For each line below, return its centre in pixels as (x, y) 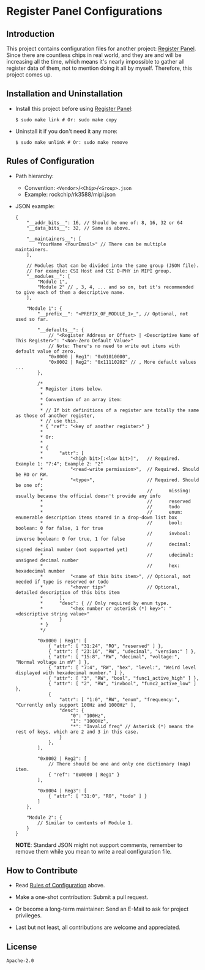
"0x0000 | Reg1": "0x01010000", (89, 356)
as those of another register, (55, 415)
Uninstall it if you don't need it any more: (66, 131)
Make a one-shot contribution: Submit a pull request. (82, 897)
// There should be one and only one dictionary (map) (119, 764)
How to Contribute (42, 871)
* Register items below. (72, 389)
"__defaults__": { (61, 330)
